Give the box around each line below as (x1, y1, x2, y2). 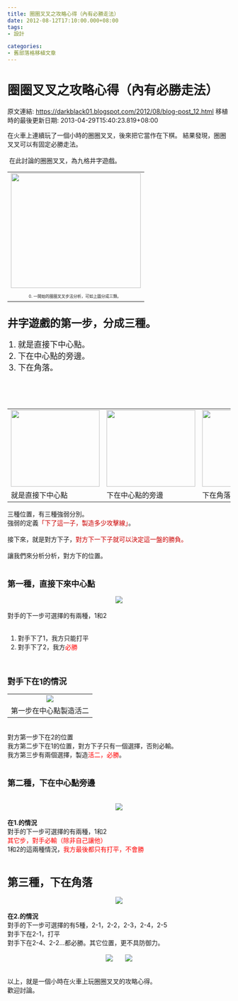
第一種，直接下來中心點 (7, 579, 96, 589)
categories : (7, 43, 42, 50)
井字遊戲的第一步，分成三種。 (7, 316, 157, 331)
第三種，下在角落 (7, 875, 93, 890)
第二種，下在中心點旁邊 (7, 778, 96, 788)
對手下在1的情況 (7, 676, 67, 687)
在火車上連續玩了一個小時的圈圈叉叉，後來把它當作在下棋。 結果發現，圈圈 (7, 131, 227, 139)
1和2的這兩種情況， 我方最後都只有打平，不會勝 (7, 845, 144, 853)
